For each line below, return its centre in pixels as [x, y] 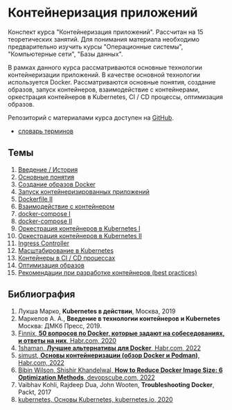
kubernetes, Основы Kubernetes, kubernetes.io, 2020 [95, 399]
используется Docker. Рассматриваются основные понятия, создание [112, 82]
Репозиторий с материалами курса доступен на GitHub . [91, 117]
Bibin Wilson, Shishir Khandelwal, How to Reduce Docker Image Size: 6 [120, 370]
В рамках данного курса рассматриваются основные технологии [105, 67]
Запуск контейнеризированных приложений [83, 191]
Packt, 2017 [34, 392]
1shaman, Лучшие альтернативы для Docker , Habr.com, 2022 [109, 348]
